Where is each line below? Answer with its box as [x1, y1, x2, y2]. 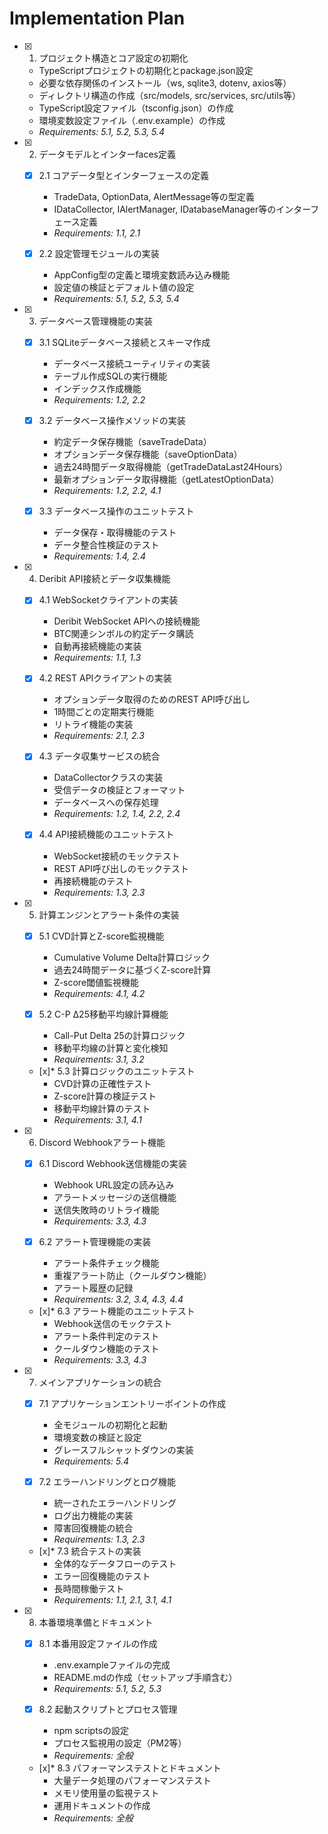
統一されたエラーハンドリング [53, 1497, 177, 1509]
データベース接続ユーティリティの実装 [53, 358, 211, 370]
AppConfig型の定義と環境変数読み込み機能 [53, 269, 231, 281]
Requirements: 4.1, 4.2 [53, 987, 146, 999]
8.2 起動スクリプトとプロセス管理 [38, 1703, 178, 1715]
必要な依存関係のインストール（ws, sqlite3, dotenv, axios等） [38, 77, 292, 89]
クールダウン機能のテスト [53, 1342, 160, 1354]
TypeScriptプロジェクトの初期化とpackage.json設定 [38, 64, 254, 76]
